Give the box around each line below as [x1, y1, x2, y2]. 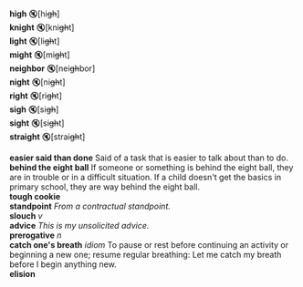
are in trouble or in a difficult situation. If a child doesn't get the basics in [9, 172, 281, 182]
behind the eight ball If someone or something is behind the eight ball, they [9, 162, 294, 172]
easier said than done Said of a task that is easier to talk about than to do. [9, 152, 289, 163]
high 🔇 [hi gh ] [9, 8, 60, 19]
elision [9, 269, 36, 279]
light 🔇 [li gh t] [9, 36, 60, 46]
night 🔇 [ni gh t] [9, 77, 66, 87]
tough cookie [9, 191, 61, 201]
